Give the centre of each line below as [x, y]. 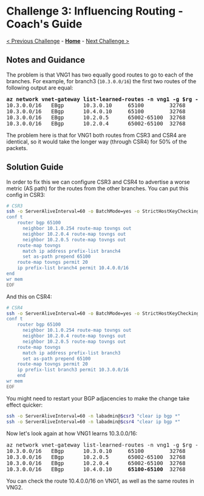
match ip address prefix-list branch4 [71, 251]
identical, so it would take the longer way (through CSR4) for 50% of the [97, 142]
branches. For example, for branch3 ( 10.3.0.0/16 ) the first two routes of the [101, 81]
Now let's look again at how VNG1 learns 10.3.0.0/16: [72, 433]
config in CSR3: [26, 195]
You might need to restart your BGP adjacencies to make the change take [98, 398]
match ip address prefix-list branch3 [71, 353]
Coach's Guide [44, 24]
